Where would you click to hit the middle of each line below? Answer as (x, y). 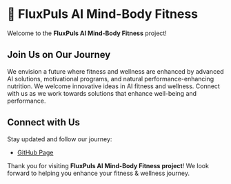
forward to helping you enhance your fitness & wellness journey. (98, 173)
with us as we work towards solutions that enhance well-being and (102, 93)
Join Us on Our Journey (59, 55)
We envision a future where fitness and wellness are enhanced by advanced (115, 71)
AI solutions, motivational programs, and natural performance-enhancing (111, 79)
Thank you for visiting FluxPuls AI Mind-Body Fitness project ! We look (108, 165)
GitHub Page (35, 152)
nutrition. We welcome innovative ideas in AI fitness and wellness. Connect (114, 86)
